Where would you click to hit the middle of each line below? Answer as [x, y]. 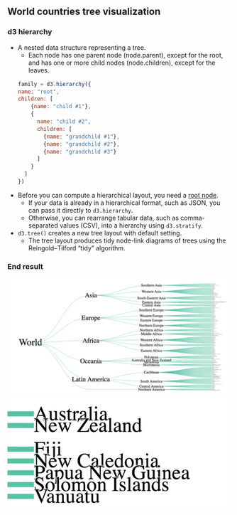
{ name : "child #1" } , [61, 107]
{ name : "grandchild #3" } [80, 152]
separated [43, 225]
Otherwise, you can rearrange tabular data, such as [104, 218]
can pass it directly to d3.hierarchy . [81, 210]
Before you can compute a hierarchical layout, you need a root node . [118, 195]
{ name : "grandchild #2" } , [82, 144]
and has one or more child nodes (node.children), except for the [122, 63]
